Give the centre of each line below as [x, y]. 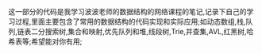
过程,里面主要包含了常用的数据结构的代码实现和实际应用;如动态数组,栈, [130, 21]
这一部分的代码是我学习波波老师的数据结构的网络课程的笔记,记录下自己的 [128, 12]
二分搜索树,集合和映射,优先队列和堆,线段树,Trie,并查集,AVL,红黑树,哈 [143, 31]
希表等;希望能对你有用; [45, 41]
